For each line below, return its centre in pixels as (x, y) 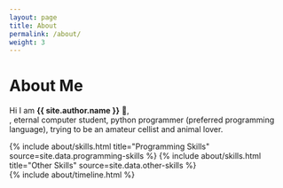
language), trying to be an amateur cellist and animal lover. (116, 129)
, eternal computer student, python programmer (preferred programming (142, 120)
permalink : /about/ (45, 34)
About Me (46, 86)
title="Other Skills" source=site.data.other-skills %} (103, 166)
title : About (33, 26)
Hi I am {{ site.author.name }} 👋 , (69, 111)
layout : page (33, 17)
